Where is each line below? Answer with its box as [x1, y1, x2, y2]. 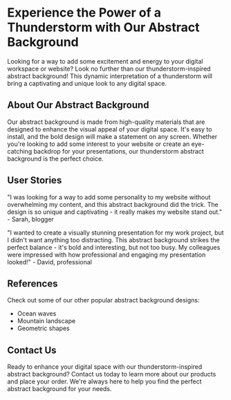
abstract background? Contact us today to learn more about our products [7, 370, 216, 379]
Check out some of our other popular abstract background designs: [7, 296, 200, 304]
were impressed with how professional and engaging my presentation [7, 251, 206, 259]
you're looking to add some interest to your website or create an [7, 140, 190, 148]
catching [7, 147, 33, 155]
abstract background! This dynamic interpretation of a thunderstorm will [7, 71, 213, 80]
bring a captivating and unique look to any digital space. [7, 79, 167, 87]
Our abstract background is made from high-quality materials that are [7, 118, 205, 126]
